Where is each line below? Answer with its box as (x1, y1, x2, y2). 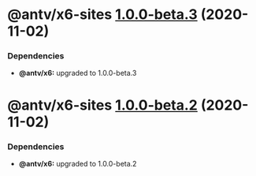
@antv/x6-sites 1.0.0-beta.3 (7, 6, 198, 24)
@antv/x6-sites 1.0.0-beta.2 (7, 96, 198, 114)
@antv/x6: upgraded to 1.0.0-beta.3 (18, 69, 137, 78)
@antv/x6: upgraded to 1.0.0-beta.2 (18, 159, 137, 168)
